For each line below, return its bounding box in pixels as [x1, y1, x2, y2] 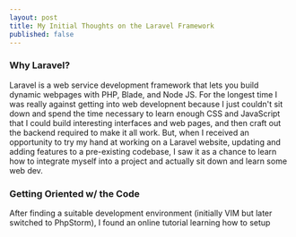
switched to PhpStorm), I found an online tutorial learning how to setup [9, 216, 271, 228]
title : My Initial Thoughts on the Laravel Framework [9, 21, 215, 30]
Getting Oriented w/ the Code [9, 187, 141, 199]
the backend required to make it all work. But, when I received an [9, 127, 249, 138]
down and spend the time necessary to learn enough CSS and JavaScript [9, 108, 281, 119]
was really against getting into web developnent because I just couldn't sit [9, 98, 283, 109]
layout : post [9, 13, 58, 22]
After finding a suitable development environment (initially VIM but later [9, 207, 273, 218]
